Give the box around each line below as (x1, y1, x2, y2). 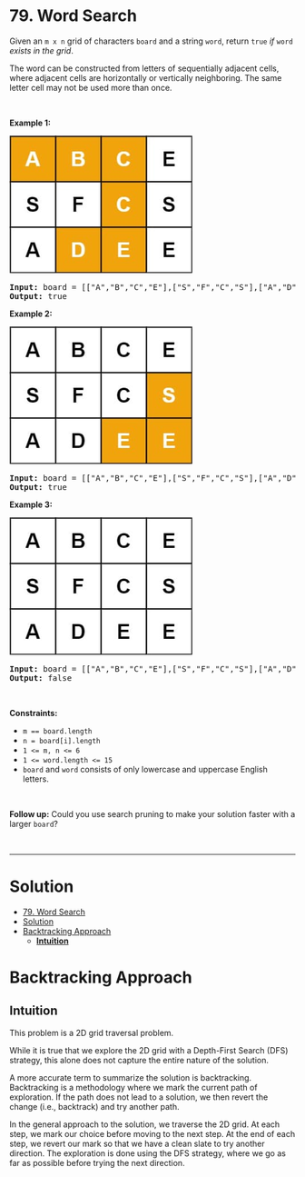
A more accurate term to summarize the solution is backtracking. (9, 1072, 252, 1082)
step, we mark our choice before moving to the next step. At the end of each (9, 1128, 296, 1139)
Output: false (9, 673, 73, 683)
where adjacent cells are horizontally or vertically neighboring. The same (9, 72, 282, 83)
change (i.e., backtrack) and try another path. (9, 1101, 180, 1112)
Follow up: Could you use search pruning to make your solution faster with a (9, 808, 296, 819)
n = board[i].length (22, 736, 101, 745)
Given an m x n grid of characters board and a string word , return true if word (9, 35, 293, 46)
